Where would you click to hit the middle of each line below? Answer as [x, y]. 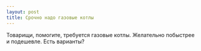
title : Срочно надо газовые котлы [50, 18]
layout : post [23, 12]
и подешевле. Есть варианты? [45, 41]
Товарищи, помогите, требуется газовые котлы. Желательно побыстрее [100, 35]
